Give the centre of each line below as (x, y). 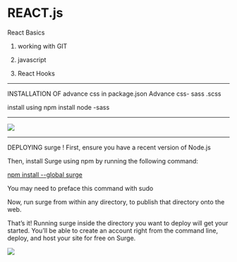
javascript (32, 60)
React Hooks (36, 73)
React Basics (26, 32)
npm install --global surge (45, 175)
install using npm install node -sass (59, 107)
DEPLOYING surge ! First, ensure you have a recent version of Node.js (109, 147)
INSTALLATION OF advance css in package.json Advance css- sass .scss (114, 94)
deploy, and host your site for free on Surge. (72, 238)
